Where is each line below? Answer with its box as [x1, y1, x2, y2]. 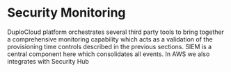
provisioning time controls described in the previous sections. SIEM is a [7, 42, 212, 51]
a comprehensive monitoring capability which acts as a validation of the [7, 35, 214, 43]
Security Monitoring [7, 5, 127, 21]
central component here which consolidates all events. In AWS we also [7, 50, 210, 58]
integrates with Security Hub [7, 57, 89, 65]
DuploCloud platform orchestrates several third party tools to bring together [7, 28, 225, 36]
